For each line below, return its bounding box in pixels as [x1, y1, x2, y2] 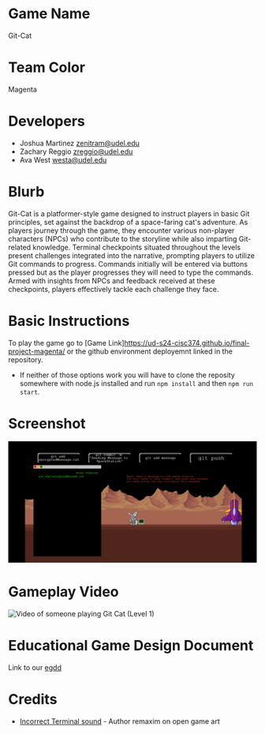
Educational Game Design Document [8, 636, 254, 654]
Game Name [8, 5, 91, 23]
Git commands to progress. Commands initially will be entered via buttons [8, 259, 248, 268]
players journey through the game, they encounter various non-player [8, 226, 235, 235]
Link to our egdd [8, 662, 62, 672]
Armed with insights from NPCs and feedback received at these [8, 275, 215, 285]
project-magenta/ [8, 346, 65, 356]
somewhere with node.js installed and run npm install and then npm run [19, 378, 254, 388]
